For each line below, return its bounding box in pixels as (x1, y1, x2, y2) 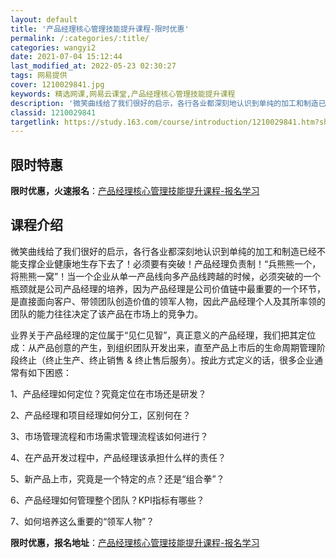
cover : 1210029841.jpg (10, 80, 105, 90)
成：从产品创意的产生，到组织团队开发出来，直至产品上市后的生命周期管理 (10, 341, 317, 353)
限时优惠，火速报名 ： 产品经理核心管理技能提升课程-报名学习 (10, 185, 260, 197)
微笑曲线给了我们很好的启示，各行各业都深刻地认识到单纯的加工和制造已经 (10, 245, 317, 257)
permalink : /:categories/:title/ (10, 33, 150, 43)
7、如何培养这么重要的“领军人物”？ (10, 515, 155, 527)
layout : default (10, 14, 78, 25)
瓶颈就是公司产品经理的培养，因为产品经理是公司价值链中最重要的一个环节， (10, 282, 326, 295)
